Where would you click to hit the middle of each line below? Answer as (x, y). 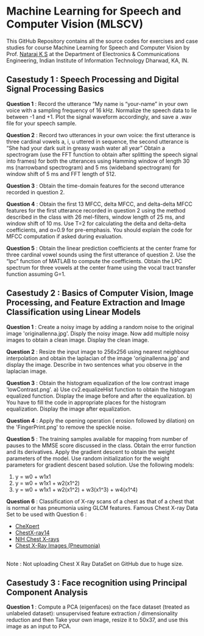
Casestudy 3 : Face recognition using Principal (97, 583)
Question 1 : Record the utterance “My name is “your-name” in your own (97, 104)
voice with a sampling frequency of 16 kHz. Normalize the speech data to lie (102, 110)
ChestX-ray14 (32, 532)
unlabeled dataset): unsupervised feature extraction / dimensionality (92, 613)
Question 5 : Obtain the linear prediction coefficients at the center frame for (101, 248)
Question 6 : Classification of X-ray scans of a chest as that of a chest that (100, 501)
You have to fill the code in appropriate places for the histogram (86, 402)
